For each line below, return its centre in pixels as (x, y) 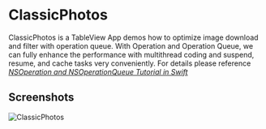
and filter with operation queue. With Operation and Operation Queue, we (131, 45)
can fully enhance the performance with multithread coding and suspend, (131, 54)
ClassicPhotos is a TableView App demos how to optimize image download (133, 37)
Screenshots (41, 98)
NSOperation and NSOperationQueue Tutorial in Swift (98, 71)
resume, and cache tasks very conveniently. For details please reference (130, 63)
